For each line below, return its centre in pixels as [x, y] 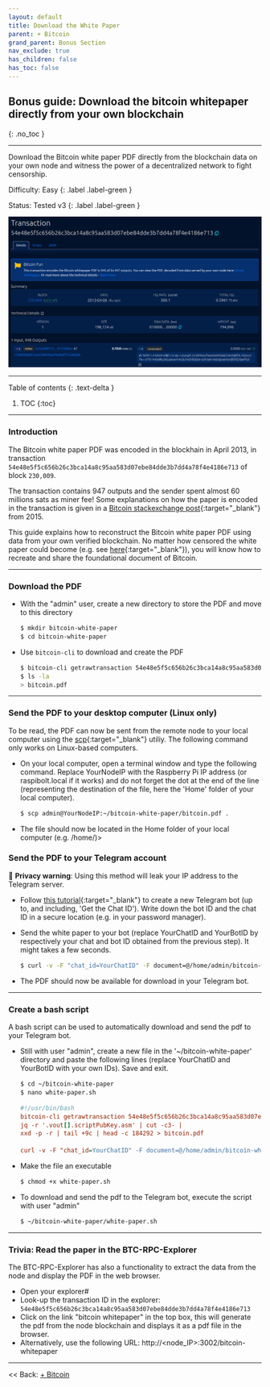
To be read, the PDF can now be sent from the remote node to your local [128, 730]
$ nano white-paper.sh [58, 1092]
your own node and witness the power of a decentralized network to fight [130, 165]
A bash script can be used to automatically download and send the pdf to [130, 1027]
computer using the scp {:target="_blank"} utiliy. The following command [128, 739]
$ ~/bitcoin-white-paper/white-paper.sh [88, 1221]
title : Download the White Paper [64, 25]
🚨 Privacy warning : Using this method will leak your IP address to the [123, 875]
